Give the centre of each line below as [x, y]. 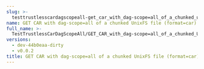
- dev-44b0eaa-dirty [38, 46]
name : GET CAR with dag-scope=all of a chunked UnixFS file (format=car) [102, 23]
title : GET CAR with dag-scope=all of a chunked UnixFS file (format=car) [103, 56]
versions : [19, 40]
